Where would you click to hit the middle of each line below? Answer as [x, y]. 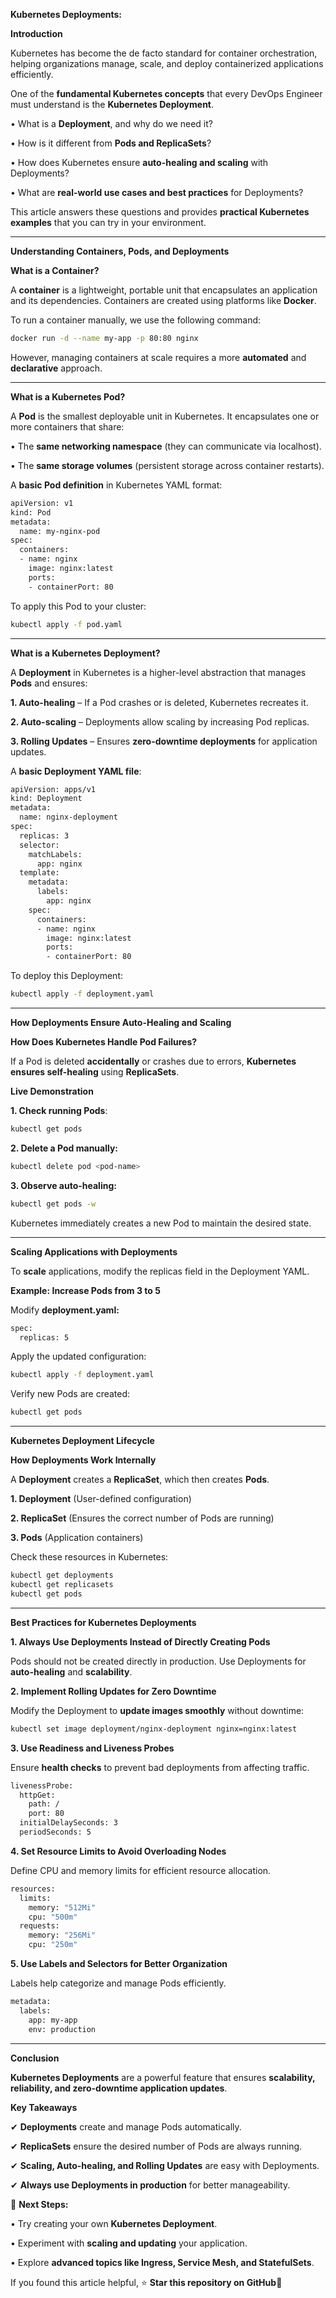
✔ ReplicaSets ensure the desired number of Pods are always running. [156, 2146]
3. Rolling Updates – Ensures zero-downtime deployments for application [164, 741]
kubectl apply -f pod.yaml [66, 624]
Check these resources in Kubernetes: [89, 1557]
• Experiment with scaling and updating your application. [129, 2243]
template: [39, 873]
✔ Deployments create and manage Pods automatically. [126, 2126]
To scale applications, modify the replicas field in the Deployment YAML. [160, 1271]
